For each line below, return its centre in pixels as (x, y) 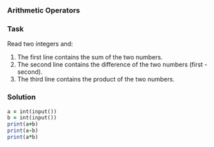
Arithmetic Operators (44, 10)
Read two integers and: (40, 44)
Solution (22, 97)
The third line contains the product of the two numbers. (96, 79)
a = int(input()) (32, 111)
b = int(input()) (32, 118)
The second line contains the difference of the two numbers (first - (112, 65)
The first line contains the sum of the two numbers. (90, 57)
